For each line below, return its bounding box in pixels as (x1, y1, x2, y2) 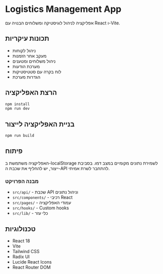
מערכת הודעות (12, 63, 40, 69)
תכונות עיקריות (5, 34, 50, 43)
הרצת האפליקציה (5, 89, 57, 97)
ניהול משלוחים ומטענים (12, 58, 56, 64)
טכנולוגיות (5, 225, 36, 233)
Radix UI (12, 254, 30, 260)
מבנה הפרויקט (5, 178, 39, 184)
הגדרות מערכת (12, 74, 41, 80)
